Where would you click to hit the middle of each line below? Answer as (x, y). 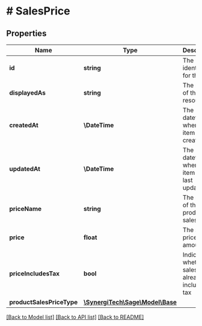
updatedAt (25, 169)
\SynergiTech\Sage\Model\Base (130, 302)
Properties (26, 33)
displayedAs (28, 93)
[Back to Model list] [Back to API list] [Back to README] (75, 317)
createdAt (24, 125)
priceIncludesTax (35, 274)
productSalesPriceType (44, 302)
